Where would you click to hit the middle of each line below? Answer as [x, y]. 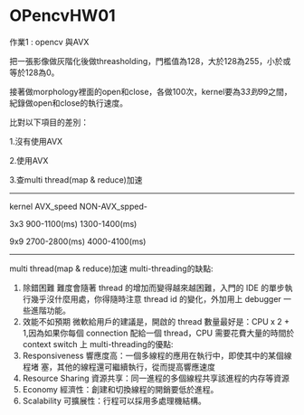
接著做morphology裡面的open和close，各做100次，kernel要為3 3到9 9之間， [151, 91]
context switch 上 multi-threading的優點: [98, 344]
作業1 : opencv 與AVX [49, 42]
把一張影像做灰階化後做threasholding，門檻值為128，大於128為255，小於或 [150, 61]
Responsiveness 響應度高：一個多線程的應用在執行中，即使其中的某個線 [157, 355]
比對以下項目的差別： [49, 122]
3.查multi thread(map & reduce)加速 [76, 179]
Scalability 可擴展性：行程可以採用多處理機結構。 [114, 401]
